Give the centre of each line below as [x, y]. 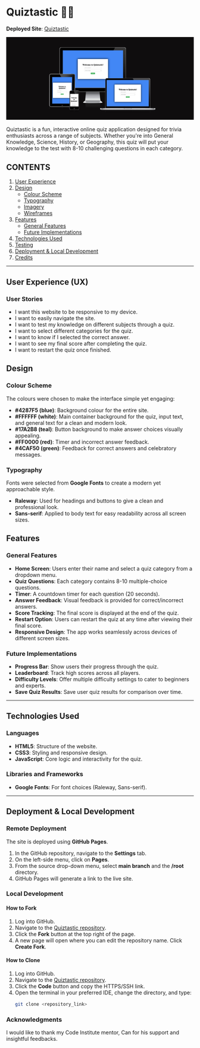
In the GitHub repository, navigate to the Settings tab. [81, 853]
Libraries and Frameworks [45, 774]
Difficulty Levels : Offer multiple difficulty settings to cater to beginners [102, 679]
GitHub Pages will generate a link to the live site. [74, 878]
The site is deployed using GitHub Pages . [57, 841]
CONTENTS [28, 167]
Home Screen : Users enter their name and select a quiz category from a [103, 568]
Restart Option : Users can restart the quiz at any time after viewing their [104, 619]
